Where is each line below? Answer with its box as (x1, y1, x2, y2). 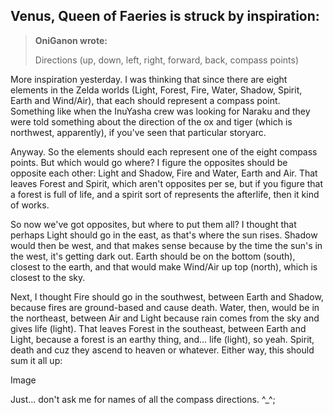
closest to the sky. (10, 271, 86, 283)
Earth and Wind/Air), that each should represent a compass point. (10, 94, 281, 106)
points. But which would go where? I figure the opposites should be (10, 156, 288, 168)
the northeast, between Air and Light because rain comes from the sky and (10, 312, 320, 324)
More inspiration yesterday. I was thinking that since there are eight (10, 73, 288, 85)
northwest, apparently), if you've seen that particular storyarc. (10, 126, 267, 138)
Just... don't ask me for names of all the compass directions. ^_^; (10, 393, 276, 405)
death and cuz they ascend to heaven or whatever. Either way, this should (10, 344, 315, 356)
